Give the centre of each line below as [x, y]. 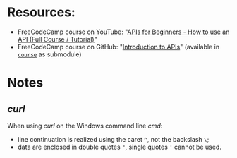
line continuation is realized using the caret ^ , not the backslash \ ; [113, 139]
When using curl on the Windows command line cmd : [85, 126]
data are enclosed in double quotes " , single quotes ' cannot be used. [120, 147]
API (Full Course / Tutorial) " [57, 39]
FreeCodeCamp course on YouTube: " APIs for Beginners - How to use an [123, 32]
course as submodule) [50, 54]
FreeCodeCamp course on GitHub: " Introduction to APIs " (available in [119, 47]
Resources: [41, 12]
